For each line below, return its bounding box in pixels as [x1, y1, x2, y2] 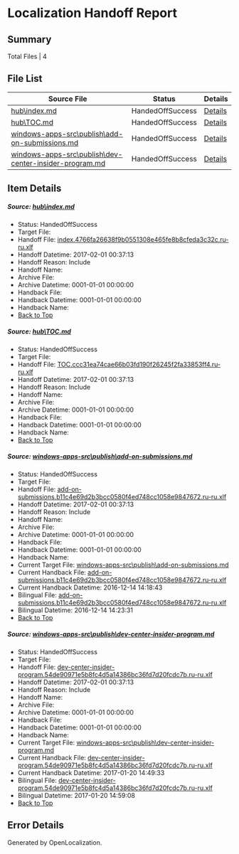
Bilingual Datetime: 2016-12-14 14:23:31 [17, 606, 134, 614]
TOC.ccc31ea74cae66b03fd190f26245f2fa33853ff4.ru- [57, 361, 221, 369]
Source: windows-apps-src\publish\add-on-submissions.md [7, 452, 193, 460]
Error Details [7, 819, 64, 831]
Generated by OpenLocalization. [7, 838, 102, 847]
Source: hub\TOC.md [7, 327, 71, 336]
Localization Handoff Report [7, 5, 178, 21]
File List [7, 73, 43, 85]
